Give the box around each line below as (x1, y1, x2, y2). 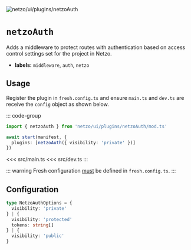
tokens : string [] (11, 222, 54, 228)
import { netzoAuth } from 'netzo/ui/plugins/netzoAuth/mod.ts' (6, 124, 167, 129)
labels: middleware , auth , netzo (14, 61, 90, 69)
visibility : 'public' (11, 233, 65, 239)
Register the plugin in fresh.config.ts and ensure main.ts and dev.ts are (6, 94, 185, 101)
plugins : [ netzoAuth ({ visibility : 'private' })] (11, 139, 136, 145)
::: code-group (6, 112, 41, 119)
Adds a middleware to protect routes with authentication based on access (6, 44, 186, 51)
